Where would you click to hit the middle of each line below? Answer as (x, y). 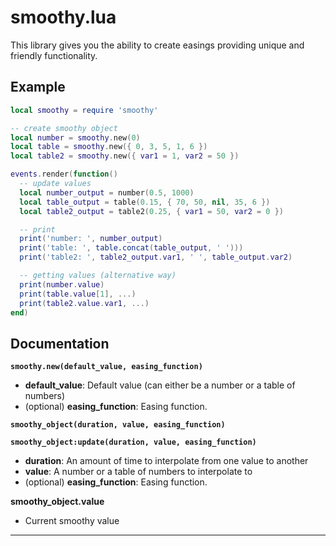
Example (38, 87)
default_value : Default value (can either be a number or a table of (160, 385)
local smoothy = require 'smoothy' (84, 110)
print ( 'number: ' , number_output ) (91, 239)
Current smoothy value (72, 521)
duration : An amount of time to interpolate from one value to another (166, 461)
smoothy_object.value (57, 502)
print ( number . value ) (62, 284)
